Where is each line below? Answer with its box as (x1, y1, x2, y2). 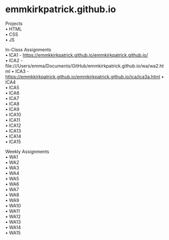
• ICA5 (5, 84, 19, 90)
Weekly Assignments (5, 148, 49, 154)
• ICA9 (5, 106, 19, 112)
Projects (5, 20, 23, 26)
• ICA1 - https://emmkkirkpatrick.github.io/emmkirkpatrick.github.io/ (5, 52, 149, 58)
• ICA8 (5, 100, 19, 106)
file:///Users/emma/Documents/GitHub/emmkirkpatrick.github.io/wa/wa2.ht (5, 63, 164, 69)
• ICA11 (5, 117, 20, 123)
